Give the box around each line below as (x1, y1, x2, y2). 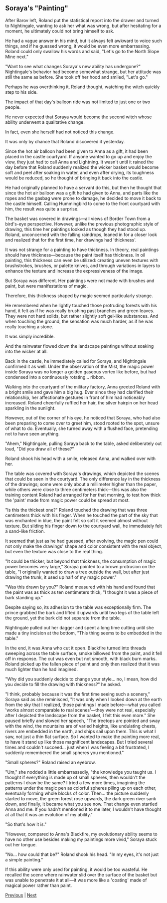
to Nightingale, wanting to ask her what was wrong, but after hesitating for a (5, 23, 162, 29)
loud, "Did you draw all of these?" (5, 445, 74, 451)
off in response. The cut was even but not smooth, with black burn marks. (5, 655, 157, 661)
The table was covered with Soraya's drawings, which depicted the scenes (5, 471, 160, 477)
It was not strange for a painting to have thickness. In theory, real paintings (5, 247, 159, 253)
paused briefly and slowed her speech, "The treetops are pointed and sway (5, 718, 161, 724)
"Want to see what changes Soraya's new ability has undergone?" (5, 63, 141, 69)
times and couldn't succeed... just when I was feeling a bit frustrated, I (5, 744, 150, 750)
